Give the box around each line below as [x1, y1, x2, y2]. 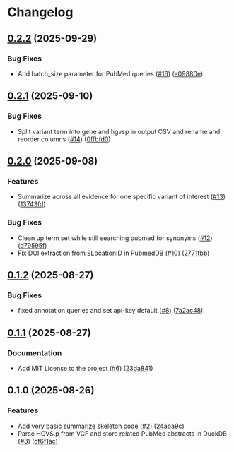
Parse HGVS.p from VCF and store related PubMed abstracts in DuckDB [17, 429, 228, 438]
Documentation [7, 347, 62, 357]
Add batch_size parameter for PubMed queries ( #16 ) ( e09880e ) [17, 69, 204, 78]
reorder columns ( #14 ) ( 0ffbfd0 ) [17, 135, 111, 143]
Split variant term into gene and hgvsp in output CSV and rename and [17, 127, 221, 136]
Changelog [7, 4, 74, 20]
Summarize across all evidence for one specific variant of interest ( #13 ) [17, 192, 226, 201]
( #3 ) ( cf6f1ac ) [17, 436, 58, 445]
